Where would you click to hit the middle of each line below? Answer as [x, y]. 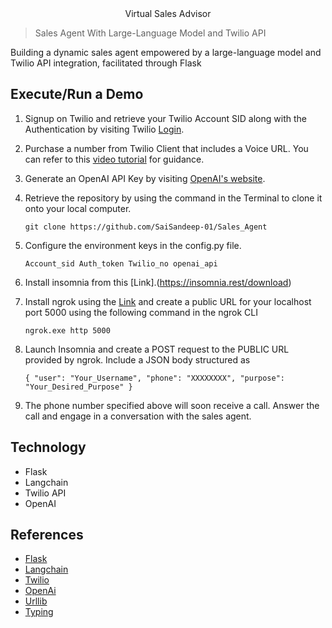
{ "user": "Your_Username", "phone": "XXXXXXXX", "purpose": [155, 378]
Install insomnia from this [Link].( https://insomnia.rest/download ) [158, 282]
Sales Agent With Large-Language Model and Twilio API [150, 33]
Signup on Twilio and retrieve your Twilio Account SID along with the [165, 118]
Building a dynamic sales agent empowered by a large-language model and [166, 52]
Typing [39, 612]
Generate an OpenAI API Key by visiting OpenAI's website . [145, 178]
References [47, 535]
